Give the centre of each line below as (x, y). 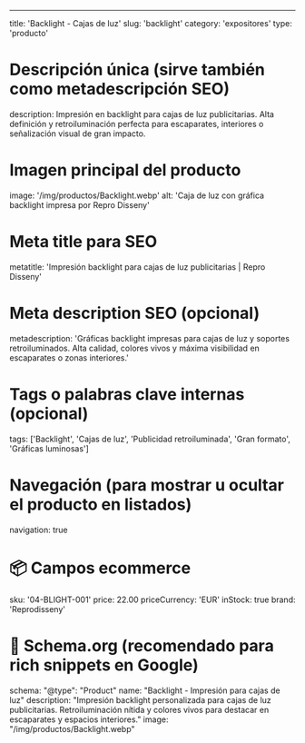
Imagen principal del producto (125, 170)
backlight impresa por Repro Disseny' (79, 204)
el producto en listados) (101, 504)
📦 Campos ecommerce (100, 568)
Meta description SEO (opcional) (135, 313)
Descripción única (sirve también (138, 70)
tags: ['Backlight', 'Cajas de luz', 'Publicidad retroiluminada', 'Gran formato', (150, 439)
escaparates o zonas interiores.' (69, 357)
